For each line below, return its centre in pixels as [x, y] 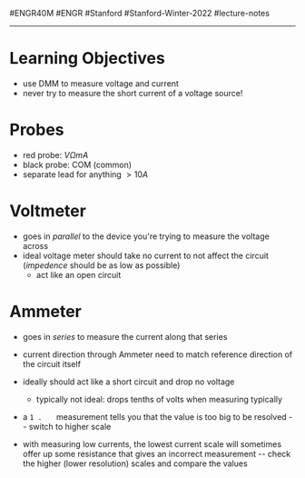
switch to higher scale [70, 426]
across [35, 245]
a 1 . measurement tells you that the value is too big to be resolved [155, 416]
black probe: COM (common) [77, 164]
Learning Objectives [87, 59]
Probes [37, 130]
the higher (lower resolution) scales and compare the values [135, 463]
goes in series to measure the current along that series [125, 336]
